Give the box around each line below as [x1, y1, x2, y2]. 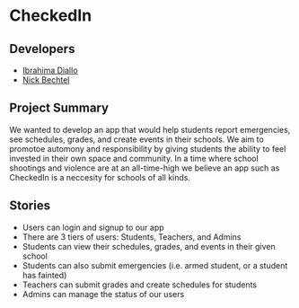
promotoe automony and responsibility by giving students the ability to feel [9, 143, 286, 154]
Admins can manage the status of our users [22, 288, 185, 299]
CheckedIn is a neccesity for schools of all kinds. [9, 172, 191, 182]
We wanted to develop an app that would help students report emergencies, [9, 124, 291, 135]
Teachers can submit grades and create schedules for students [22, 279, 258, 290]
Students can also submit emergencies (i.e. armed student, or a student [22, 260, 288, 270]
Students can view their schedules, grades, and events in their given [22, 241, 276, 251]
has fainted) [22, 269, 67, 280]
